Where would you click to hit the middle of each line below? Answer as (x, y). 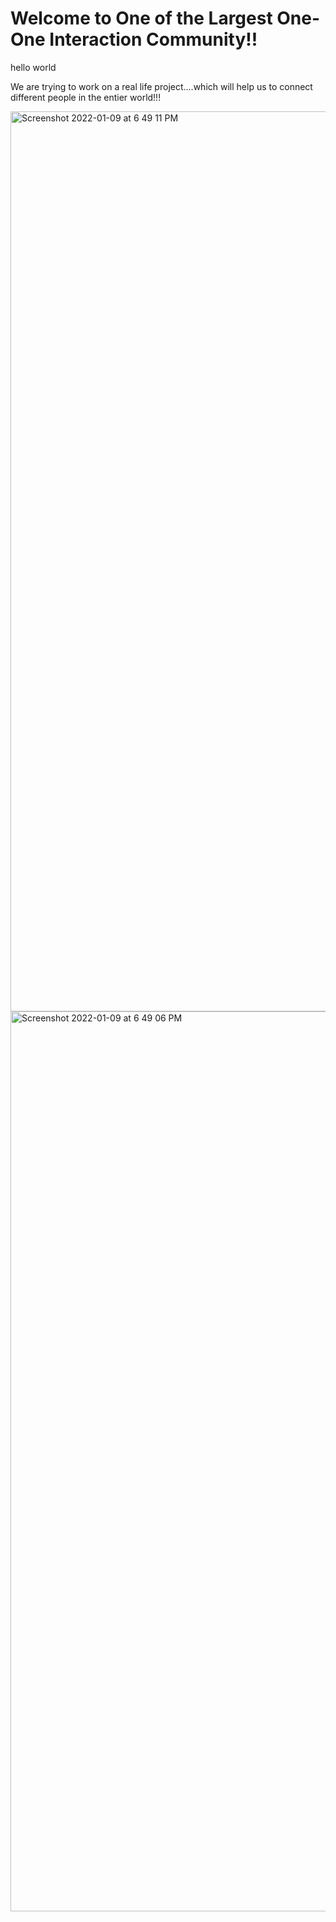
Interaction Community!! (153, 39)
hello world (33, 67)
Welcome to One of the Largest (141, 18)
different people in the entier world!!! (86, 97)
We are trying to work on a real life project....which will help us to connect (161, 86)
